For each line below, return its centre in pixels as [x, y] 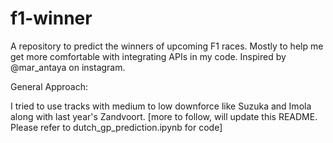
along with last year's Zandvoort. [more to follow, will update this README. [164, 116]
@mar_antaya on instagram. [68, 67]
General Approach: [49, 86]
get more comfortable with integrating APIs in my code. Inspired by [148, 56]
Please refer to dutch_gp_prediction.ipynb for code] [116, 127]
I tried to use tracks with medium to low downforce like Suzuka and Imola [161, 106]
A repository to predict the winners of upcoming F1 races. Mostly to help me [167, 46]
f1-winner [51, 18]
